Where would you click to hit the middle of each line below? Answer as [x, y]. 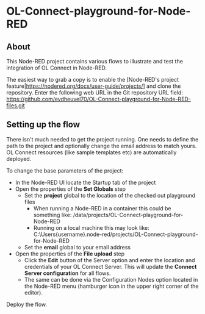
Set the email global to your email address [77, 247]
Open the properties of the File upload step [70, 254]
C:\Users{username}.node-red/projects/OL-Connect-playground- [116, 234]
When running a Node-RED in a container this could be [102, 208]
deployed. [19, 159]
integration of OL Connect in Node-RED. [57, 68]
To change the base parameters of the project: [65, 170]
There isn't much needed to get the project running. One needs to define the [103, 139]
